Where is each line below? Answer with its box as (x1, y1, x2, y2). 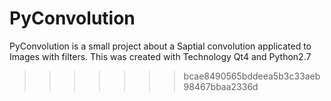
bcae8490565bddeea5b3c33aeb (183, 70, 321, 82)
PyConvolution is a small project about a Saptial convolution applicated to (9, 40, 312, 52)
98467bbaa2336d (183, 80, 259, 92)
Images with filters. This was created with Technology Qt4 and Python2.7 (9, 50, 312, 62)
